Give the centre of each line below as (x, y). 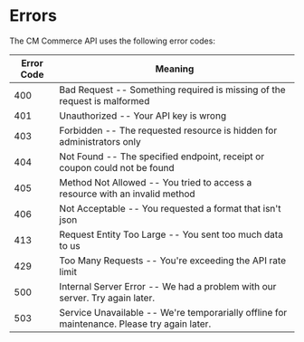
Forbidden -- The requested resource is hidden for (168, 130)
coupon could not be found (117, 167)
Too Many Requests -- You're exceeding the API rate (173, 261)
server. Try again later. (107, 298)
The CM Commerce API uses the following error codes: (112, 41)
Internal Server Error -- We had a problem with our (168, 286)
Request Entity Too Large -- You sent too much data (171, 234)
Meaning (175, 69)
